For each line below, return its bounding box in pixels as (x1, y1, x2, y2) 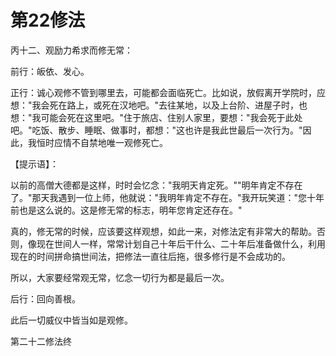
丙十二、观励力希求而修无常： (10, 44, 133, 56)
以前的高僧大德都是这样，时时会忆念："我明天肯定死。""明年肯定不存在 (10, 179, 303, 191)
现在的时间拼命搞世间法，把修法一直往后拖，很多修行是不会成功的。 (10, 250, 291, 262)
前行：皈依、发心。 (10, 65, 90, 77)
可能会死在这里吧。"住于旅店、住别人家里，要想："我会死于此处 (40, 111, 303, 123)
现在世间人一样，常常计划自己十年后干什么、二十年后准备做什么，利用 (36, 237, 326, 250)
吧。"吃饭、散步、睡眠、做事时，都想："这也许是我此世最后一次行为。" (10, 124, 303, 136)
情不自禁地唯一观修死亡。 (62, 136, 168, 148)
